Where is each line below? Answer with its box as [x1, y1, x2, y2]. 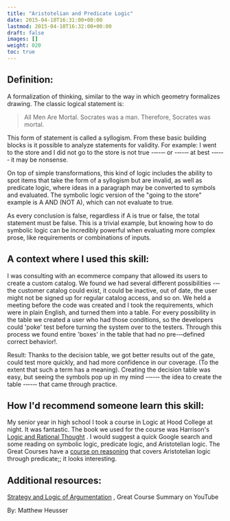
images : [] [7, 36, 38, 43]
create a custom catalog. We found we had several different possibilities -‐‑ [7, 279, 220, 287]
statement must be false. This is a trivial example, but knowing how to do [7, 218, 214, 227]
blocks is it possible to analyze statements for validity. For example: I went [7, 140, 217, 149]
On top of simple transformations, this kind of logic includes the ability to [7, 169, 213, 177]
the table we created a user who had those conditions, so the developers [7, 315, 214, 323]
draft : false [7, 29, 45, 36]
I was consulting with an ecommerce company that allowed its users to [7, 271, 208, 279]
